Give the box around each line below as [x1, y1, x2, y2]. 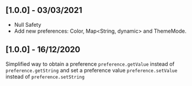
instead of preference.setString [5, 73, 85, 80]
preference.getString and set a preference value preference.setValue [5, 66, 178, 74]
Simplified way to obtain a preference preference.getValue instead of [5, 60, 175, 68]
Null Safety [14, 21, 41, 28]
